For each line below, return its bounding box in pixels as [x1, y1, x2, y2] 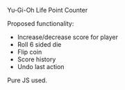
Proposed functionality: [7, 20, 74, 27]
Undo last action [17, 63, 65, 70]
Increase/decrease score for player [17, 33, 118, 41]
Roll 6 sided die [17, 40, 62, 48]
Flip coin [17, 48, 42, 56]
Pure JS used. [7, 76, 47, 84]
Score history [17, 55, 56, 63]
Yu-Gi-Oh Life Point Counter [7, 6, 88, 14]
